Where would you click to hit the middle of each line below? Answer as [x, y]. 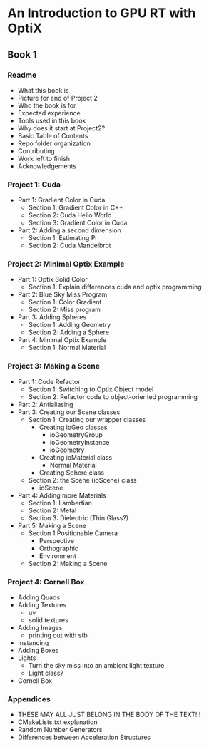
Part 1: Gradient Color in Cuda [61, 200]
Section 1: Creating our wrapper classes [87, 419]
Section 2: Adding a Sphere [68, 332]
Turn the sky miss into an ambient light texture [96, 666]
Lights [27, 658]
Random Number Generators [60, 730]
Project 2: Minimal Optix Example [66, 264]
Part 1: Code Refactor [49, 381]
